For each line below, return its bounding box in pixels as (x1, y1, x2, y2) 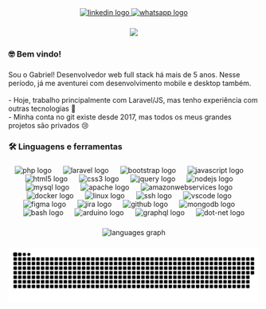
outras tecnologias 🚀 (8, 104, 76, 113)
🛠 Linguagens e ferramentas (8, 141, 123, 152)
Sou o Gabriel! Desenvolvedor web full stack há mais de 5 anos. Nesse (8, 69, 241, 79)
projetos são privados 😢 (8, 120, 89, 130)
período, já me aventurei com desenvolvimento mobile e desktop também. (8, 78, 252, 88)
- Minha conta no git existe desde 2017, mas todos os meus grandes (8, 111, 233, 122)
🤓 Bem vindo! (8, 48, 62, 59)
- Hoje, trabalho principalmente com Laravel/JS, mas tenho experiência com (8, 95, 259, 104)
